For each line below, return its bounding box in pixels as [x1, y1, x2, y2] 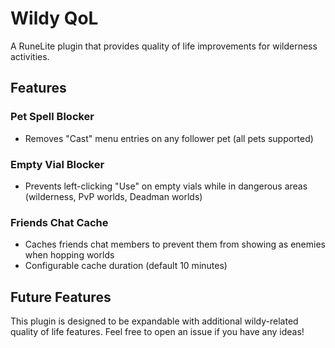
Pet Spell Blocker [10, 110, 95, 124]
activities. [10, 50, 50, 62]
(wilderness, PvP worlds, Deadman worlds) [24, 190, 203, 202]
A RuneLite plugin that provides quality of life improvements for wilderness [10, 40, 318, 52]
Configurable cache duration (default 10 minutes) [24, 260, 228, 272]
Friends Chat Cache [10, 215, 109, 229]
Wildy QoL [10, 7, 99, 30]
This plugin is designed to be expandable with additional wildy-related [10, 315, 299, 327]
